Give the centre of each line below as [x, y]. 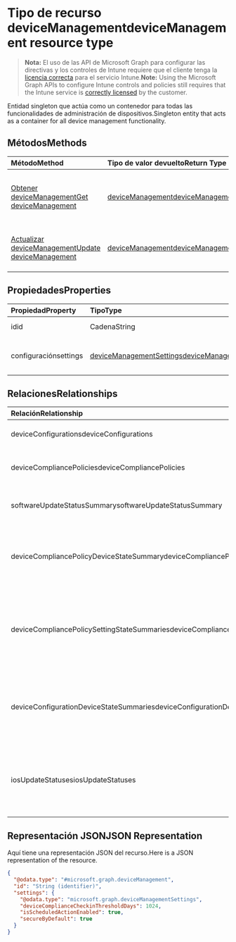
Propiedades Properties [59, 290]
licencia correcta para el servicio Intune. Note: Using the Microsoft [120, 77]
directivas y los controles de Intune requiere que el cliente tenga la [121, 70]
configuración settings [47, 356]
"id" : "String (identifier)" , [58, 886]
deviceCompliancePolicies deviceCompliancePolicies [98, 467]
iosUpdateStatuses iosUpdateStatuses [73, 780]
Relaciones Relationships [63, 393]
